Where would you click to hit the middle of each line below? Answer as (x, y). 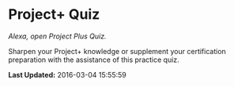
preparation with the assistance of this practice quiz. (94, 60)
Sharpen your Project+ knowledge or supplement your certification (117, 51)
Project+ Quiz (54, 14)
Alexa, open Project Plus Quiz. (57, 36)
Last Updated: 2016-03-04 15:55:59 (67, 74)
